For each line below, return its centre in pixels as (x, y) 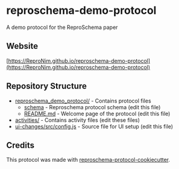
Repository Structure (47, 86)
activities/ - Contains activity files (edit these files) (77, 120)
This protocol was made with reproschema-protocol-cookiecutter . (88, 160)
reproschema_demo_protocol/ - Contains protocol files (83, 101)
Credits (20, 145)
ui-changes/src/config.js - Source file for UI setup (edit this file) (94, 126)
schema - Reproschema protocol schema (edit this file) (92, 107)
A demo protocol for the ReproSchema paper (62, 27)
